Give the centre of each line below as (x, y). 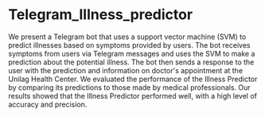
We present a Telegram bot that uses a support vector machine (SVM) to (127, 37)
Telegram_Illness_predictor (101, 15)
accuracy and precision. (48, 104)
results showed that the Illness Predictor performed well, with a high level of (132, 96)
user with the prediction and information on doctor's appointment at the (126, 70)
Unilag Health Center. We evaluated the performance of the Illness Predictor (133, 79)
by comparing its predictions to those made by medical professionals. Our (129, 87)
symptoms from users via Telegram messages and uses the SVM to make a (132, 53)
